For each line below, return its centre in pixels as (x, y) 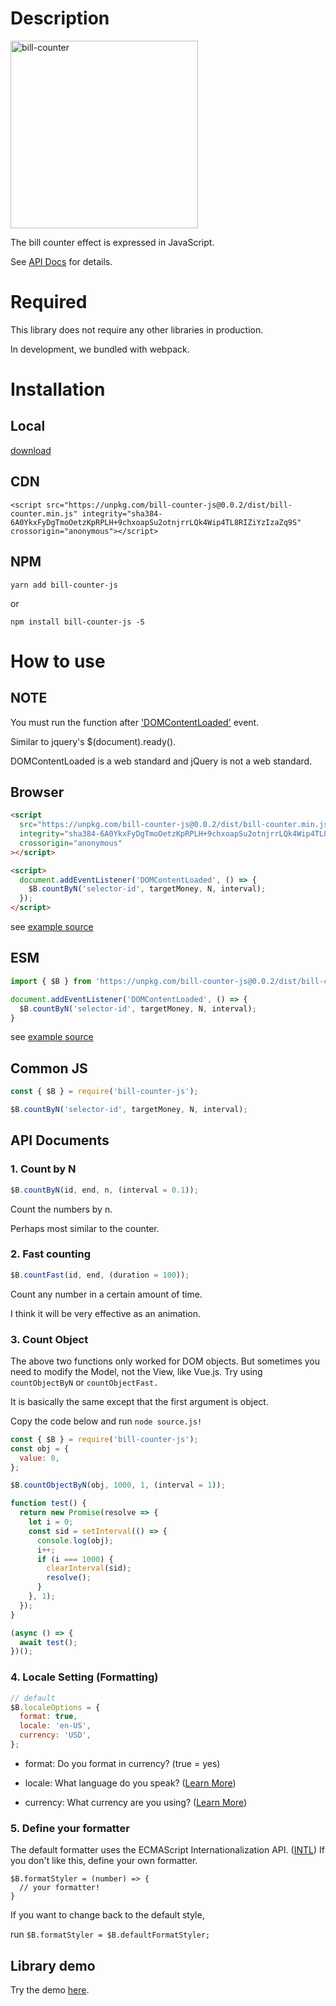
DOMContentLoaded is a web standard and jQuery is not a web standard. (161, 761)
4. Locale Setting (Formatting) (84, 1677)
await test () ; (48, 1642)
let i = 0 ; (51, 1522)
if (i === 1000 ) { (75, 1559)
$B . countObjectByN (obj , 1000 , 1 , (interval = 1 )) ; (118, 1485)
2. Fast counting (50, 1254)
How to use (58, 661)
